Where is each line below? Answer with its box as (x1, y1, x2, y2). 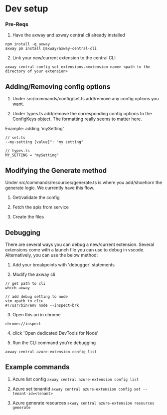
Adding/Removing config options (5, 82, 111, 91)
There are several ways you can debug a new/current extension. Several (5, 241, 155, 247)
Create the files (12, 214, 44, 220)
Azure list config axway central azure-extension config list (12, 376, 139, 382)
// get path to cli (5, 281, 46, 286)
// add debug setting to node (5, 294, 68, 299)
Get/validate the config (12, 195, 60, 201)
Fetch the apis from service (12, 204, 69, 210)
